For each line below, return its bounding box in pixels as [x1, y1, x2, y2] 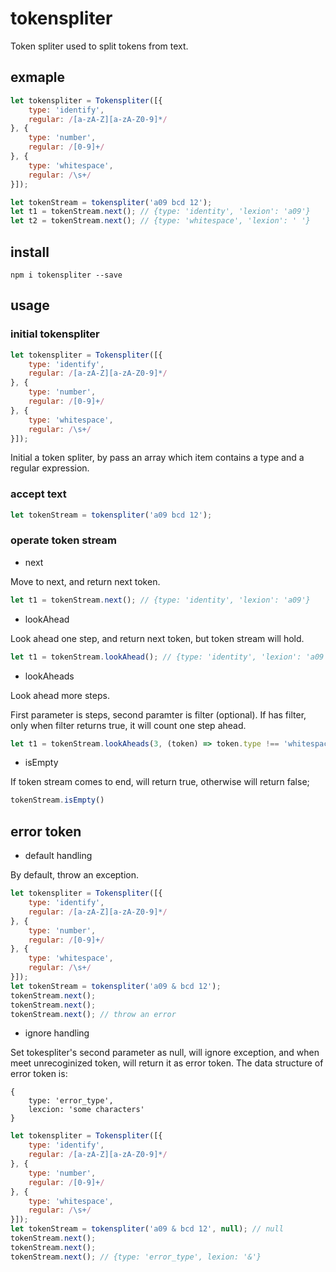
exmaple [10, 69, 66, 86]
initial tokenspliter [10, 327, 100, 341]
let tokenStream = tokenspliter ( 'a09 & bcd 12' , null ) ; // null [10, 1224, 284, 1234]
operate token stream [10, 533, 118, 547]
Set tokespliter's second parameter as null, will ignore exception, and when [10, 1047, 320, 1059]
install [10, 243, 50, 261]
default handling [24, 850, 93, 862]
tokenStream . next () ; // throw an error [10, 1009, 177, 1019]
